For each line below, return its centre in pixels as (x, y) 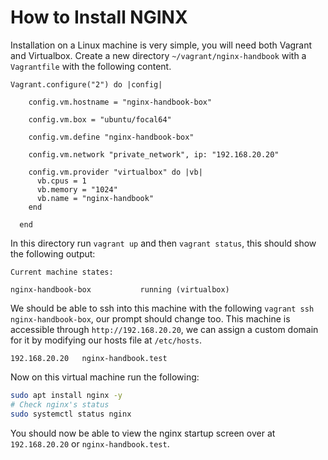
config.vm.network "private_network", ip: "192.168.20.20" (154, 154)
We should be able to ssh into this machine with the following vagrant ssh (162, 308)
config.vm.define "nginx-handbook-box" (111, 137)
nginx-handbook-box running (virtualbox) (120, 289)
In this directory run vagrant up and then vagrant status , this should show (163, 243)
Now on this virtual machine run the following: (105, 377)
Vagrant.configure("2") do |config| (86, 84)
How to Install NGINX (99, 17)
